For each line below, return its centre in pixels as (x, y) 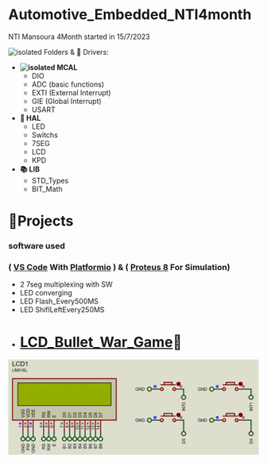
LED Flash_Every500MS (59, 301)
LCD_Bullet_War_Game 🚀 (101, 342)
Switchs (44, 135)
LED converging (46, 293)
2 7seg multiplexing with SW (66, 284)
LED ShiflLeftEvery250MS (62, 310)
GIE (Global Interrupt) (66, 101)
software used (37, 246)
